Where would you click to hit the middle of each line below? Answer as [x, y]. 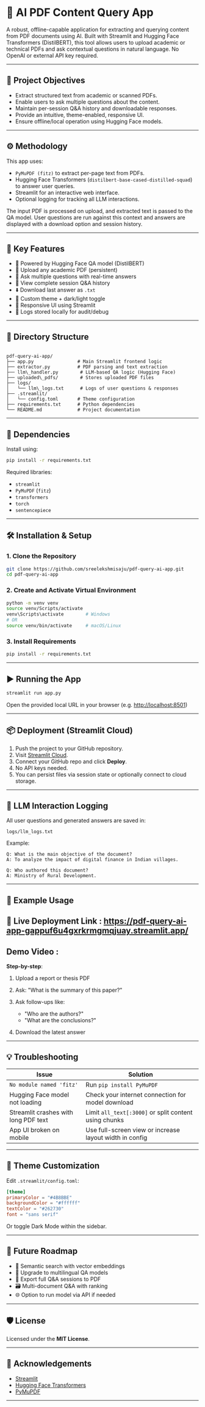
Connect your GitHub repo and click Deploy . [71, 761]
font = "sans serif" [33, 1215]
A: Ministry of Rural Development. [52, 876]
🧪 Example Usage [40, 900]
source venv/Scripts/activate [45, 609]
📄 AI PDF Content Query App [80, 13]
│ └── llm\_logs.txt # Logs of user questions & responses [92, 388]
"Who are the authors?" [54, 1014]
